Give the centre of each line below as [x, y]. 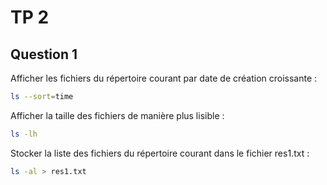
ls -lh [24, 134]
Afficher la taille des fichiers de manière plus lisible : [117, 115]
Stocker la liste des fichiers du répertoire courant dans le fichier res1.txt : [160, 153]
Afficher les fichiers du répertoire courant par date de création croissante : [164, 78]
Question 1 [44, 54]
